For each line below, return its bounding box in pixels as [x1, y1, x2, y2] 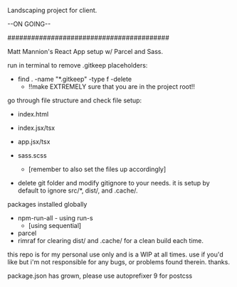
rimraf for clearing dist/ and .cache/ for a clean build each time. [17, 237, 204, 244]
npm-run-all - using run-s [17, 214, 94, 222]
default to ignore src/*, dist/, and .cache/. [17, 186, 138, 195]
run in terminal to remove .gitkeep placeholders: [7, 61, 148, 70]
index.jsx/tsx [17, 124, 56, 132]
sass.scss [17, 151, 48, 159]
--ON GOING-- [7, 20, 51, 28]
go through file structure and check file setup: [7, 96, 142, 104]
